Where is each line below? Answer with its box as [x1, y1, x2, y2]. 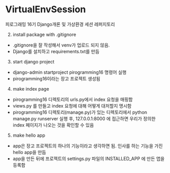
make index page [12, 85, 50, 92]
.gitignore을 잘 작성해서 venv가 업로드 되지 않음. [12, 42, 110, 48]
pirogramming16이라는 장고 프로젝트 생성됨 [12, 75, 101, 81]
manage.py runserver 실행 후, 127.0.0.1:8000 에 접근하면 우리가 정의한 [12, 115, 156, 121]
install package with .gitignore [12, 31, 76, 37]
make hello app [12, 132, 45, 138]
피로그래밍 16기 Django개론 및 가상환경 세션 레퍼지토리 [5, 21, 115, 27]
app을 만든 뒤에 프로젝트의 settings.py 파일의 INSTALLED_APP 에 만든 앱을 [12, 155, 165, 162]
